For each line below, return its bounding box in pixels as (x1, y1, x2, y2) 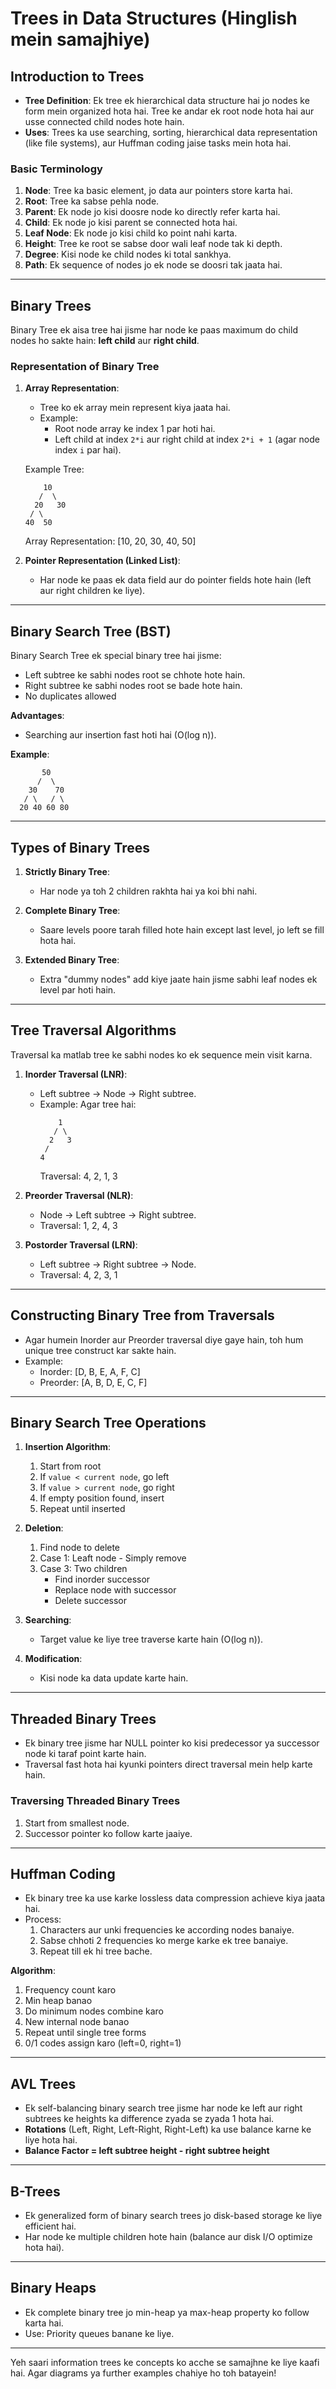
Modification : (24, 1653, 83, 1665)
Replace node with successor (54, 1584, 177, 1596)
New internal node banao (24, 2016, 130, 2028)
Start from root (39, 1460, 102, 1472)
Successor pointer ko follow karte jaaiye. (24, 1827, 193, 1839)
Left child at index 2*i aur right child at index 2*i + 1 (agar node (54, 433, 320, 446)
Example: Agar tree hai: (39, 1098, 137, 1110)
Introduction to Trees (10, 68, 145, 85)
